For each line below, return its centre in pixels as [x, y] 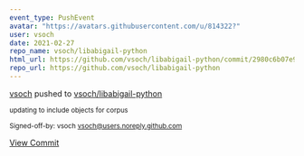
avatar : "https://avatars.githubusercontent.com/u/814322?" [125, 26]
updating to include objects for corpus [69, 110]
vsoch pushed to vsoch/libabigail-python [86, 93]
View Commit [34, 142]
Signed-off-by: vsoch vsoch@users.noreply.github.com [96, 126]
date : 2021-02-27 [42, 43]
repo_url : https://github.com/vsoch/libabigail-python [115, 69]
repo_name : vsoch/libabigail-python [78, 51]
